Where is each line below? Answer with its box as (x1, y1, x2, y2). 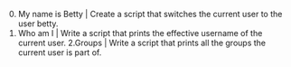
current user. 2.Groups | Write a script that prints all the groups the (17, 37, 267, 48)
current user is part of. (17, 47, 102, 58)
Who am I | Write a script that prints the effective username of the (17, 28, 263, 38)
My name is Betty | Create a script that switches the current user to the (17, 9, 283, 19)
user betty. (17, 18, 59, 29)
